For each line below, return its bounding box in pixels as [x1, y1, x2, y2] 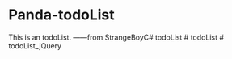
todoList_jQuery [8, 40, 62, 50]
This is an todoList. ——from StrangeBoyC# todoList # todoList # [8, 32, 225, 42]
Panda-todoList [8, 6, 115, 24]
